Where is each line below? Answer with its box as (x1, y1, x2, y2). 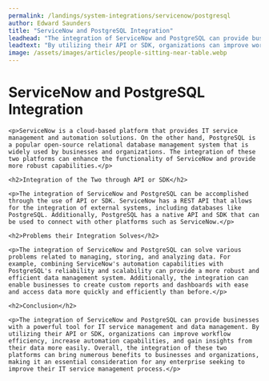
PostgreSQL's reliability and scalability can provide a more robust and (8, 267, 260, 275)
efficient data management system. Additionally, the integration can (8, 274, 249, 282)
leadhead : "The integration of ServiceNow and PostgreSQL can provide (8, 34, 249, 42)
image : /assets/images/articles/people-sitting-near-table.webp (8, 49, 227, 57)
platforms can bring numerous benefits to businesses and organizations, (8, 351, 260, 359)
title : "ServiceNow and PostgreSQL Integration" (8, 26, 174, 34)
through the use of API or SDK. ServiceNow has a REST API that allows (8, 197, 252, 205)
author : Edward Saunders (8, 19, 91, 27)
